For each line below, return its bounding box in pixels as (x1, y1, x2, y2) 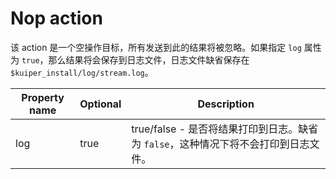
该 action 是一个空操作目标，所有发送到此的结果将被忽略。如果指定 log (10, 41, 302, 53)
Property (21, 90, 65, 104)
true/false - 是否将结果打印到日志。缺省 (131, 122, 319, 136)
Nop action (10, 7, 103, 30)
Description (197, 97, 255, 111)
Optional (79, 97, 122, 111)
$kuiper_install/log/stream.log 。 (10, 66, 154, 78)
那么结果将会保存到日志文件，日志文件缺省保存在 (48, 53, 250, 66)
